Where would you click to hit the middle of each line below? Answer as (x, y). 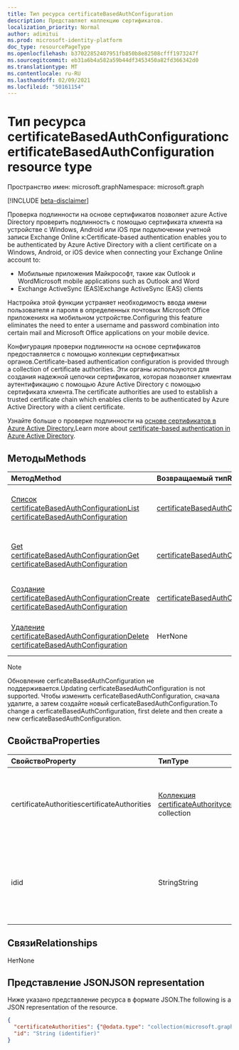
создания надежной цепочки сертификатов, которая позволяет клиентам (119, 377)
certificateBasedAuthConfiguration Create (80, 598)
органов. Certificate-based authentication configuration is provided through (118, 362)
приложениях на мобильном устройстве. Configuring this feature (105, 318)
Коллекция (177, 795)
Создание (28, 589)
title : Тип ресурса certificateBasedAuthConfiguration (90, 14)
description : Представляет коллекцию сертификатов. (85, 21)
